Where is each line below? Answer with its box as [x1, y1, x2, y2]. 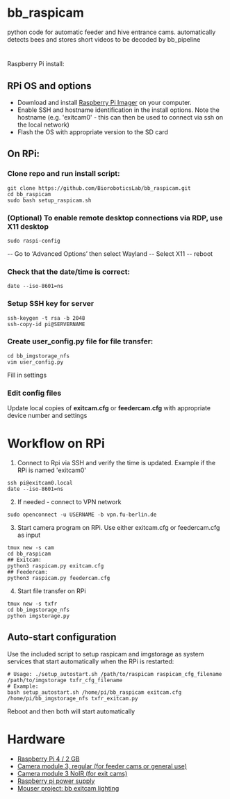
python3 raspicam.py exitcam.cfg [7, 563, 104, 570]
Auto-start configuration [7, 631, 117, 643]
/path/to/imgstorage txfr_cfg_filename [7, 677, 123, 684]
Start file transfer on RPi [17, 587, 86, 595]
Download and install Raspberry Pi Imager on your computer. [17, 98, 192, 106]
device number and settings [7, 412, 88, 420]
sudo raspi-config [7, 237, 60, 244]
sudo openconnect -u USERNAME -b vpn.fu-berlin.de [7, 511, 157, 519]
